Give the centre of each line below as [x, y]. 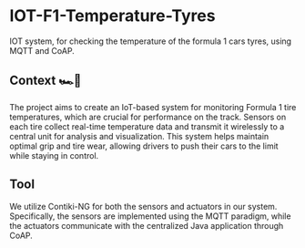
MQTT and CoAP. [42, 50]
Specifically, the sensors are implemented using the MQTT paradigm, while [150, 216]
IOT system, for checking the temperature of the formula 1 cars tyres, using [151, 41]
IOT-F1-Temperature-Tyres [112, 16]
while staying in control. [54, 155]
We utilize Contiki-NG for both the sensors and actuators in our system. [143, 206]
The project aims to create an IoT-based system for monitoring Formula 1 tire [153, 107]
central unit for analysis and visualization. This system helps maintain [139, 136]
